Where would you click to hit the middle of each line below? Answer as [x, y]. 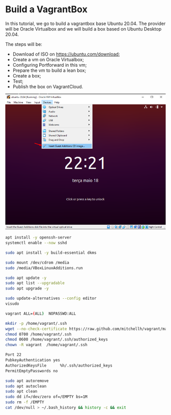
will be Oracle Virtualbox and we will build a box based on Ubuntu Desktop [83, 29]
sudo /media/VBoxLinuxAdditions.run [44, 268]
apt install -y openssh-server [38, 238]
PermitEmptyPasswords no [32, 371]
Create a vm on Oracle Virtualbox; [48, 59]
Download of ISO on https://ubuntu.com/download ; [66, 54]
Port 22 [13, 355]
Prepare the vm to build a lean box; [49, 70]
